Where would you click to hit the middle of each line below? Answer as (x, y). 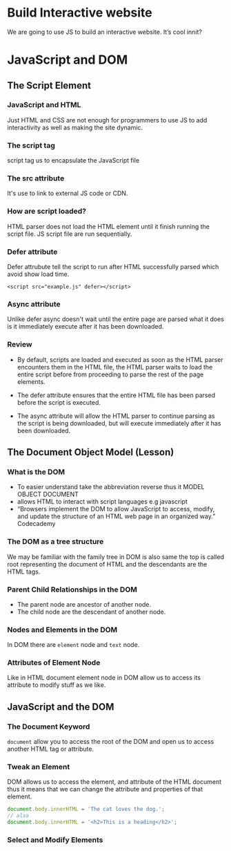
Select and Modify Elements (55, 840)
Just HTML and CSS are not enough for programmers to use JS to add (107, 120)
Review (20, 345)
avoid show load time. (38, 274)
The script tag (31, 145)
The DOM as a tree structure (56, 542)
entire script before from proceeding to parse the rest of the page (110, 374)
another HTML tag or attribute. (51, 749)
